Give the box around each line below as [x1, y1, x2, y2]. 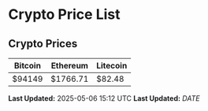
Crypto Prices [8, 37, 78, 50]
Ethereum [50, 61, 89, 71]
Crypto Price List [8, 6, 121, 24]
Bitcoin [13, 61, 42, 71]
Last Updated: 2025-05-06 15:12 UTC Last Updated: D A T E [8, 94, 200, 103]
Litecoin [95, 61, 128, 71]
